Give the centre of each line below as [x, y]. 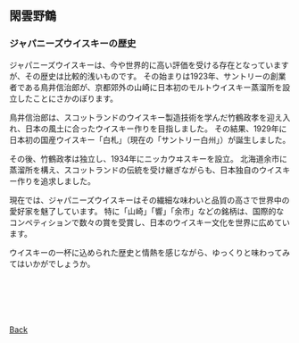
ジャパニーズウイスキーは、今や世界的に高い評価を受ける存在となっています [149, 64]
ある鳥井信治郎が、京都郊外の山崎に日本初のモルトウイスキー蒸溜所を [154, 87]
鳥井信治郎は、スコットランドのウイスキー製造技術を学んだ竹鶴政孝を [138, 117]
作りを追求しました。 [56, 180]
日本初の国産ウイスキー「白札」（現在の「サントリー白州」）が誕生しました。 [150, 139]
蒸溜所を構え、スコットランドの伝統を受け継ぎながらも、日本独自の [134, 170]
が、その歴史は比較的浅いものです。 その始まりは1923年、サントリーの [140, 76]
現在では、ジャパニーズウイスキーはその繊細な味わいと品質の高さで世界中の [149, 200]
